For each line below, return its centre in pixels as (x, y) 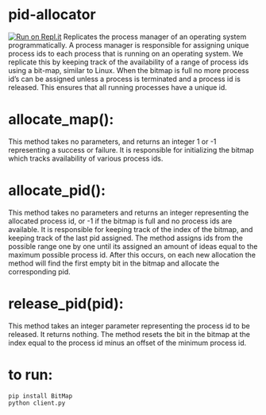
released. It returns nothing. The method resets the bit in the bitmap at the (129, 334)
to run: (31, 374)
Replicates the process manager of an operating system (155, 37)
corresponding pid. (40, 271)
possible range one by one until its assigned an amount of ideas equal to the (133, 246)
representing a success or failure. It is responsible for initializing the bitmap (131, 149)
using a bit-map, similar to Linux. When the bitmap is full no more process (129, 70)
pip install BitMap (40, 396)
